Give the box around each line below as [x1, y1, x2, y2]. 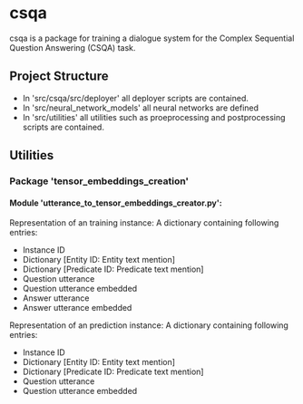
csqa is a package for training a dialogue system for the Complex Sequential [9, 33, 295, 43]
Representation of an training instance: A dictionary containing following [9, 217, 279, 228]
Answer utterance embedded [22, 303, 132, 313]
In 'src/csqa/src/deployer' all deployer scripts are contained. [22, 92, 249, 103]
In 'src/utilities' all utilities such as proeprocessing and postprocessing [22, 111, 286, 122]
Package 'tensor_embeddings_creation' [9, 175, 189, 188]
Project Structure [9, 69, 109, 84]
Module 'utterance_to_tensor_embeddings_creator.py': [9, 197, 222, 208]
